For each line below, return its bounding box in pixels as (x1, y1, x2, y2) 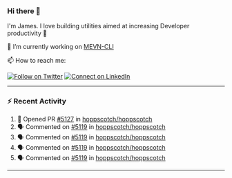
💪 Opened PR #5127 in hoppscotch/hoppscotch (17, 115, 153, 123)
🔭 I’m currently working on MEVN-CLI (7, 43, 114, 51)
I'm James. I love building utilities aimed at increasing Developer (7, 22, 190, 30)
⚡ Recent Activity (7, 97, 67, 106)
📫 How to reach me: (7, 57, 66, 65)
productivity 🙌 (7, 29, 47, 37)
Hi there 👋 (7, 6, 41, 16)
